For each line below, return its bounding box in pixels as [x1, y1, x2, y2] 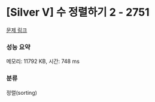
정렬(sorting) [6, 89, 38, 96]
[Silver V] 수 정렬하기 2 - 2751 [6, 5, 150, 19]
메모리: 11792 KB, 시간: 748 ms [6, 58, 80, 65]
